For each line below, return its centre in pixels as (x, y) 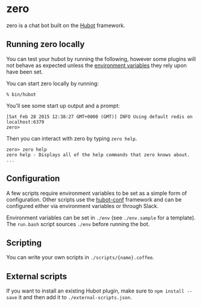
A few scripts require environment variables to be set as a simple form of (97, 193)
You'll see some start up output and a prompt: (63, 106)
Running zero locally (46, 44)
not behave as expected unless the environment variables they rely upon (96, 65)
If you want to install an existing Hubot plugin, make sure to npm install (95, 291)
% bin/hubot (21, 94)
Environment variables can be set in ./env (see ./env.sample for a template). (101, 217)
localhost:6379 (25, 122)
